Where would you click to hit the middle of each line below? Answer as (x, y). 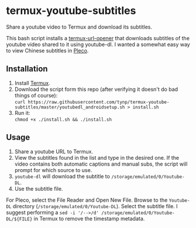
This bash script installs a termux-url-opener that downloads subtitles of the (98, 38)
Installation (27, 69)
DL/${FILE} (19, 219)
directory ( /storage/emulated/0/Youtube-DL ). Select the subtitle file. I (95, 206)
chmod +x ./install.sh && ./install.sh (63, 120)
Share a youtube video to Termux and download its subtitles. (79, 27)
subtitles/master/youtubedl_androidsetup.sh (70, 107)
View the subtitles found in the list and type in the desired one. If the (97, 157)
